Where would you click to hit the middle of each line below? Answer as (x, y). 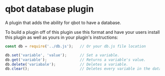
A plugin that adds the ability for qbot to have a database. (63, 23)
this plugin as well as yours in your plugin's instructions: (62, 37)
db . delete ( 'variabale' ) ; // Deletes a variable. (67, 64)
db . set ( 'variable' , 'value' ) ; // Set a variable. (62, 55)
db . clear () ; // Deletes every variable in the (78, 69)
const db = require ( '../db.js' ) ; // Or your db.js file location (76, 46)
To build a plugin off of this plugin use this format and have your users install (82, 32)
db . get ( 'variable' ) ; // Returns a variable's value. (76, 60)
